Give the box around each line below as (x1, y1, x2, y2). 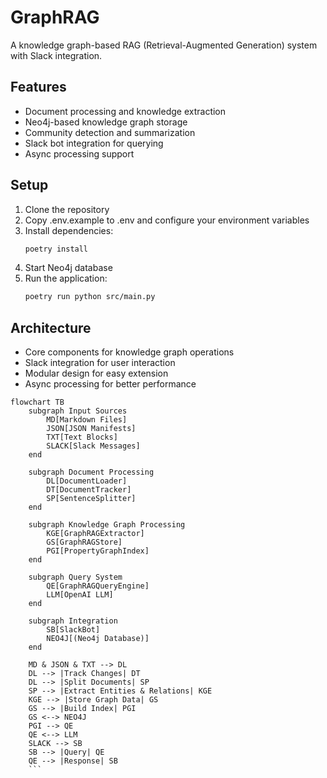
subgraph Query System (28, 572, 123, 583)
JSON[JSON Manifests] (46, 424, 137, 434)
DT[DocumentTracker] (46, 485, 132, 495)
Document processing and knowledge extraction (24, 105, 227, 117)
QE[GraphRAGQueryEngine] (46, 581, 150, 591)
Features (10, 79, 67, 96)
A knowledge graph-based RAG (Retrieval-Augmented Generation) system (10, 39, 318, 51)
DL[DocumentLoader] (46, 476, 128, 486)
